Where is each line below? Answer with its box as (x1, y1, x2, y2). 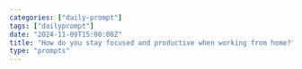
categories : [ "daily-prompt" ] (9, 13, 123, 22)
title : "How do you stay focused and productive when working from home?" (9, 38, 296, 47)
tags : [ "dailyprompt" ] (9, 22, 94, 30)
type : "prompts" (9, 47, 70, 56)
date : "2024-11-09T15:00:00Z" (9, 30, 123, 39)
